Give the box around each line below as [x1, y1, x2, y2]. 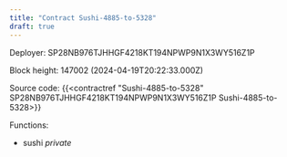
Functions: [9, 120, 49, 131]
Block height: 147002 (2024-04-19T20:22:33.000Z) [9, 65, 203, 76]
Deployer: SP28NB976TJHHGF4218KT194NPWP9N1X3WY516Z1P [9, 47, 255, 58]
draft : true [9, 22, 55, 31]
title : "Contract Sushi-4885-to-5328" [9, 13, 157, 23]
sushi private [22, 137, 72, 148]
